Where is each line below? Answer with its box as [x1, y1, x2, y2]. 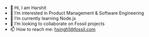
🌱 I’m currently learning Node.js [10, 15, 76, 21]
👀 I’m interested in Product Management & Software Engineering [10, 10, 144, 16]
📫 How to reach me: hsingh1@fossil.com [10, 26, 96, 32]
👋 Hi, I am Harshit [10, 5, 46, 10]
